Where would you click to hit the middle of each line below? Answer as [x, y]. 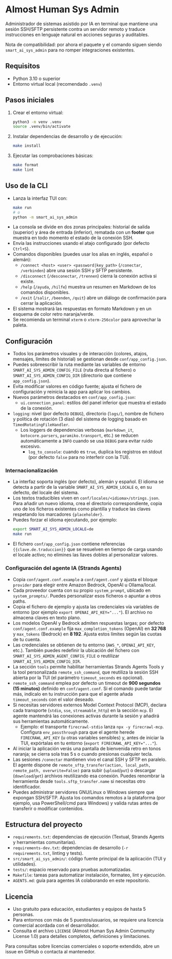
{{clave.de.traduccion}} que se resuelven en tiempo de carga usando [88, 549]
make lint [23, 170]
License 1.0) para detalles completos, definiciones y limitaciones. [81, 936]
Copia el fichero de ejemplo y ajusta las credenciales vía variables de [86, 606]
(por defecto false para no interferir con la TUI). [79, 457]
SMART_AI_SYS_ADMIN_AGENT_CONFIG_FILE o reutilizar [66, 656]
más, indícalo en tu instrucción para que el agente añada [73, 694]
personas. [23, 914]
